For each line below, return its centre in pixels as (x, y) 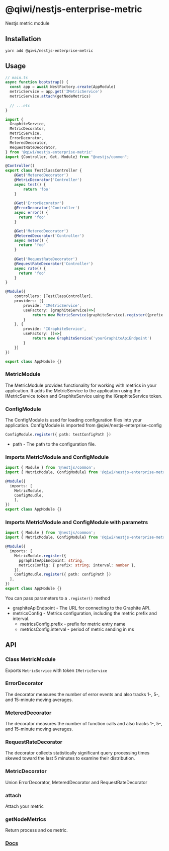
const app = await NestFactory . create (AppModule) (63, 87)
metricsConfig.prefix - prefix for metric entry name (73, 624)
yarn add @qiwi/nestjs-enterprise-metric (49, 51)
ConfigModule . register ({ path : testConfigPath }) (58, 435)
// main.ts (17, 77)
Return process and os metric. (36, 830)
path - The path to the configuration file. (54, 444)
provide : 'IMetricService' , (53, 305)
